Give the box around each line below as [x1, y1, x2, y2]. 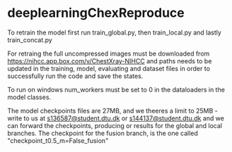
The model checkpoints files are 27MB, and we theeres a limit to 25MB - [7, 106, 218, 115]
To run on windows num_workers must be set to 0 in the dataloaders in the [7, 85, 225, 94]
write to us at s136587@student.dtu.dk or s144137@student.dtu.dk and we [7, 114, 225, 122]
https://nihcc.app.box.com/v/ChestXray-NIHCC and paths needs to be [7, 56, 212, 65]
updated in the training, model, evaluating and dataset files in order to [7, 64, 211, 72]
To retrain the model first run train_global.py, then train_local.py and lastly [7, 28, 221, 37]
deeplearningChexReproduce [7, 5, 185, 21]
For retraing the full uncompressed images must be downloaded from [7, 49, 210, 58]
